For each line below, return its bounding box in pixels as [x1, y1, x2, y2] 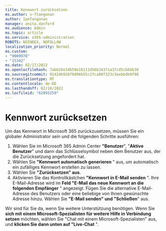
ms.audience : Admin [5, 26, 46, 31]
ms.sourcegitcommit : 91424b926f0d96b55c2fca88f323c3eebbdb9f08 [5, 72, 139, 77]
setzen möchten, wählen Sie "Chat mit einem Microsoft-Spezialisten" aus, [5, 216, 157, 222]
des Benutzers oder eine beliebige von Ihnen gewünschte [30, 191, 149, 197]
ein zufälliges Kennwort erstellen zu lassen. [12, 164, 101, 170]
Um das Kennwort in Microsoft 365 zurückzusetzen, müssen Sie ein [5, 128, 144, 134]
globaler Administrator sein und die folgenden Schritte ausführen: [5, 134, 140, 140]
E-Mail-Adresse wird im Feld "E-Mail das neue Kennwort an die [12, 180, 144, 186]
